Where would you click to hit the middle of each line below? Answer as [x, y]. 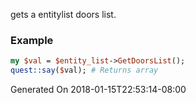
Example [32, 40]
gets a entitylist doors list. [63, 14]
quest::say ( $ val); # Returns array [84, 70]
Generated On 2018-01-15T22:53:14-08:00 [98, 90]
